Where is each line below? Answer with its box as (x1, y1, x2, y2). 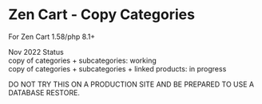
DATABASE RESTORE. (8, 87, 80, 97)
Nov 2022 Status (8, 47, 64, 56)
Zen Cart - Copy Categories (8, 6, 196, 24)
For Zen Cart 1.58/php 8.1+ (8, 32, 96, 41)
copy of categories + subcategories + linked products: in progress (8, 64, 227, 73)
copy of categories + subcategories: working (8, 56, 157, 65)
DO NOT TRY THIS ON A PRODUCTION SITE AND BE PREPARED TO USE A (8, 79, 254, 89)
